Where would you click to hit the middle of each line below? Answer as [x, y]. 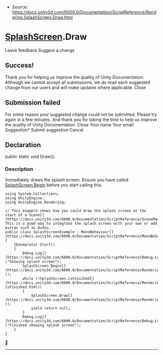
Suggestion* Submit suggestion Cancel [44, 130]
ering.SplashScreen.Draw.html [42, 17]
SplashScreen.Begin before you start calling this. [54, 185]
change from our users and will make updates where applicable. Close [75, 87]
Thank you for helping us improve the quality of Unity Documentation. [75, 77]
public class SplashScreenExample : [42, 232]
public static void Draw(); [30, 156]
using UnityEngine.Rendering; [36, 202]
